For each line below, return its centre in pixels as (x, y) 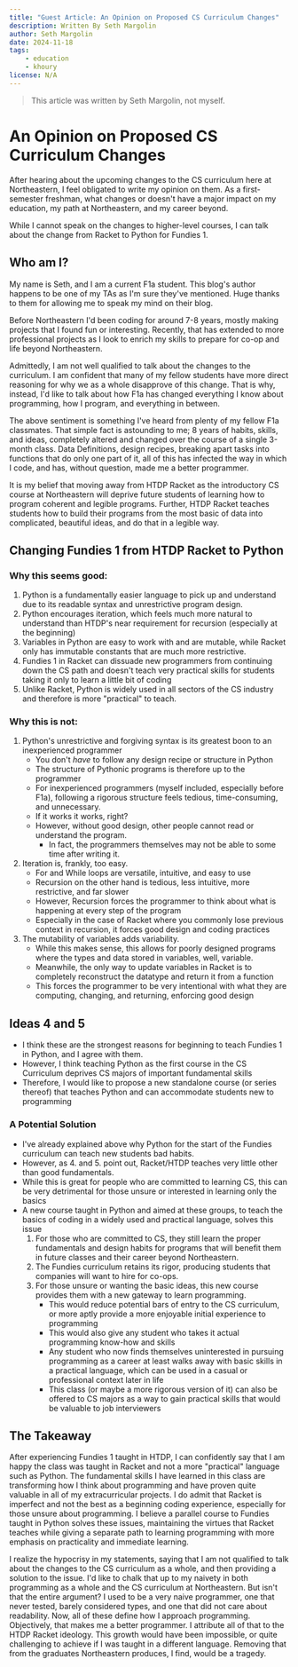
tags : (19, 51)
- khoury (41, 67)
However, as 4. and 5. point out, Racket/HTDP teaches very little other (150, 1163)
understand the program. (81, 835)
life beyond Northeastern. (56, 348)
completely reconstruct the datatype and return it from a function (154, 976)
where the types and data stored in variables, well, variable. (144, 958)
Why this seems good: (59, 575)
